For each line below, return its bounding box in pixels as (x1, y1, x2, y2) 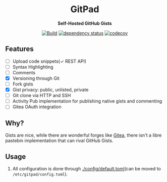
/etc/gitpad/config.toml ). (12, 171, 68, 177)
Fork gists (12, 81, 34, 87)
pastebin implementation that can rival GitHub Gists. (5, 138, 114, 144)
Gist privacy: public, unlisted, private (12, 87, 89, 93)
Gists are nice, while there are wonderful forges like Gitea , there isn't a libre (5, 132, 162, 139)
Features (5, 44, 34, 54)
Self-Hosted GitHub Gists (58, 20, 112, 26)
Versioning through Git (12, 75, 60, 81)
